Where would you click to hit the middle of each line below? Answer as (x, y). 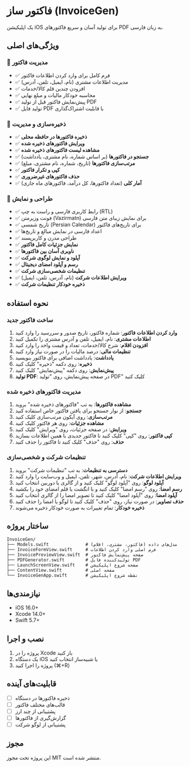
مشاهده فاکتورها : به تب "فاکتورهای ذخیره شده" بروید (73, 405)
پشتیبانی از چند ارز (35, 711)
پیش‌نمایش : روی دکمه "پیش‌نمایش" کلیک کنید (65, 370)
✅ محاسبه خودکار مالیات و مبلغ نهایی (55, 95)
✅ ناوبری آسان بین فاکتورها (45, 251)
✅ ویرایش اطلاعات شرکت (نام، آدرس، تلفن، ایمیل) (71, 278)
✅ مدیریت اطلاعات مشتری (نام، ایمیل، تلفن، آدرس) (72, 82)
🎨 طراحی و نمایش (30, 198)
